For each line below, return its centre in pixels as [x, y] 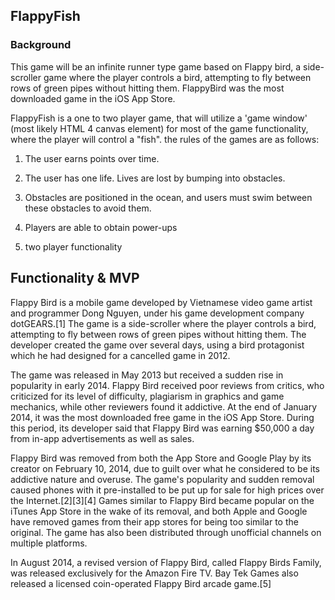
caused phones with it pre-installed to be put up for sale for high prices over [167, 490]
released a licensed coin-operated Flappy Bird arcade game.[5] [141, 583]
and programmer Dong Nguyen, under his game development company [157, 313]
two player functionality [73, 246]
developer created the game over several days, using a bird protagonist [157, 345]
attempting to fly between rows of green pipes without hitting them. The [158, 334]
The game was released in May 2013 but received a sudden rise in [147, 375]
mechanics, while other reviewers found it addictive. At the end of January [164, 406]
